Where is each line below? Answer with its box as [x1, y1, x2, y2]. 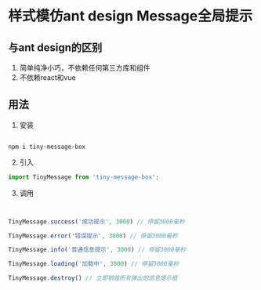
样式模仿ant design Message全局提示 [8, 7, 253, 25]
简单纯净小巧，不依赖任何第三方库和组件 [19, 63, 150, 72]
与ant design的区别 [8, 41, 103, 54]
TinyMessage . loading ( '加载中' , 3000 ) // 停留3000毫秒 [8, 260, 179, 268]
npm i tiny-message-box [8, 143, 86, 150]
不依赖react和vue [19, 73, 76, 82]
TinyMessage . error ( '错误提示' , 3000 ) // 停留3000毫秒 [8, 232, 178, 240]
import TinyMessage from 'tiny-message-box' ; [8, 173, 159, 181]
